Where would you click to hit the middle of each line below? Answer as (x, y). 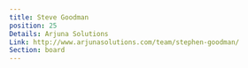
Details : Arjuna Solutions (59, 34)
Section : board (37, 50)
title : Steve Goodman (49, 17)
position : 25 (33, 26)
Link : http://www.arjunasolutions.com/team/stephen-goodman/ (124, 42)
